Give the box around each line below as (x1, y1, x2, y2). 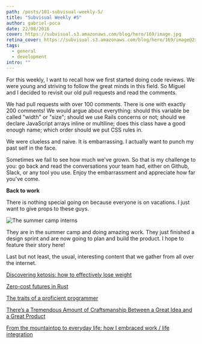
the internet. (6, 259, 37, 266)
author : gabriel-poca (6, 20, 61, 26)
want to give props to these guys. (6, 205, 89, 212)
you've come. (6, 175, 40, 182)
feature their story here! (6, 241, 65, 248)
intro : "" (6, 59, 31, 65)
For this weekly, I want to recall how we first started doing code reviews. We (6, 76, 195, 83)
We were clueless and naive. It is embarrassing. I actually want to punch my (6, 138, 194, 145)
